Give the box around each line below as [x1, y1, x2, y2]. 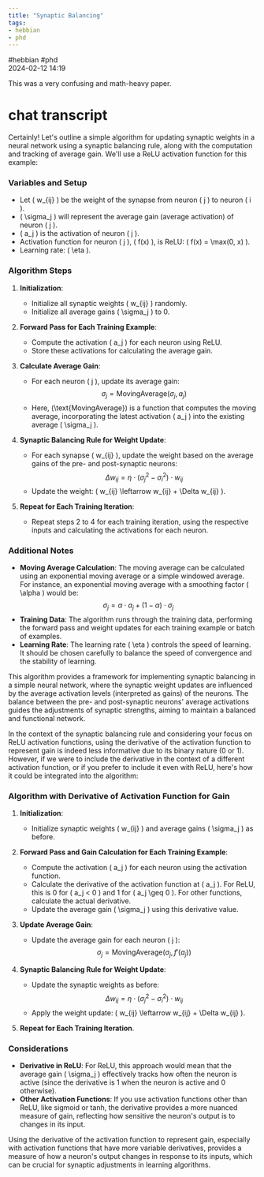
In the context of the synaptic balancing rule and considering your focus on [8, 729, 253, 738]
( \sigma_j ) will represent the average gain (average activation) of [19, 212, 234, 222]
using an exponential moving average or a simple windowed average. [19, 571, 245, 581]
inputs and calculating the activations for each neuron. [31, 525, 209, 535]
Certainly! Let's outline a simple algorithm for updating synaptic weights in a [8, 133, 255, 142]
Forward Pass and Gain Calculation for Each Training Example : [19, 847, 229, 857]
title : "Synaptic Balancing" [8, 11, 104, 20]
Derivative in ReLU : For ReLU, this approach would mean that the [19, 1060, 232, 1070]
